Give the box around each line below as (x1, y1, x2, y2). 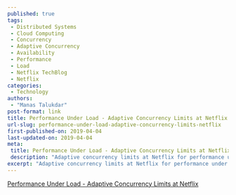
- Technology (10, 88, 49, 95)
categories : (7, 82, 42, 89)
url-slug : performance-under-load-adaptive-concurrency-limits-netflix (7, 121, 221, 128)
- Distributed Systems (10, 23, 77, 30)
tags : (7, 17, 23, 24)
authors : (7, 95, 33, 102)
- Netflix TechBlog (10, 69, 68, 76)
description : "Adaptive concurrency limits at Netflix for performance (10, 154, 225, 161)
